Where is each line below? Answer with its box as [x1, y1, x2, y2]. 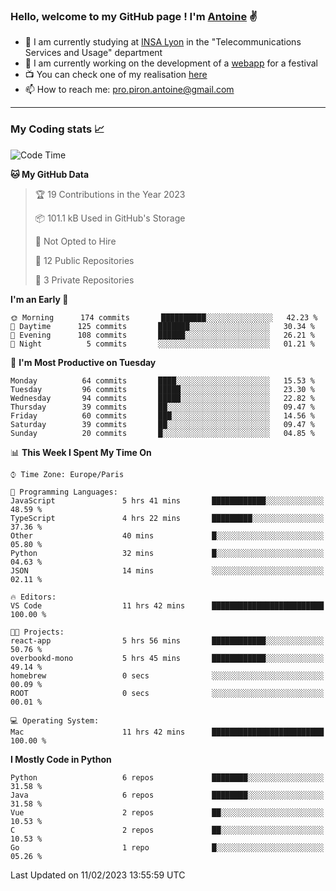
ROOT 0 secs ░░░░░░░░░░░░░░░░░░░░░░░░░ [10, 688, 325, 698]
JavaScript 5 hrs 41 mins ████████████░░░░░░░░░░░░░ [10, 495, 325, 506]
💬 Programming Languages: [10, 487, 118, 497]
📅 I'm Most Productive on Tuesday [10, 356, 157, 368]
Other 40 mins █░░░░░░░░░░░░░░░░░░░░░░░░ [10, 530, 325, 541]
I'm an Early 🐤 [10, 293, 69, 305]
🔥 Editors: [10, 592, 57, 602]
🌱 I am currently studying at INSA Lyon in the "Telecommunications [24, 36, 302, 48]
